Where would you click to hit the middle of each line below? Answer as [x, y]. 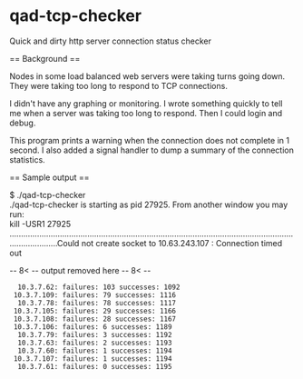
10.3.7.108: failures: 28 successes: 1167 [95, 319]
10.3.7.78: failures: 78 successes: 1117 [97, 303]
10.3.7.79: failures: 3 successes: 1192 [95, 334]
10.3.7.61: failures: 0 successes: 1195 [95, 366]
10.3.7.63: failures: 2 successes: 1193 [95, 343]
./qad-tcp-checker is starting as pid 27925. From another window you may [149, 204]
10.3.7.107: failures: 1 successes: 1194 [93, 359]
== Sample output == [49, 177]
